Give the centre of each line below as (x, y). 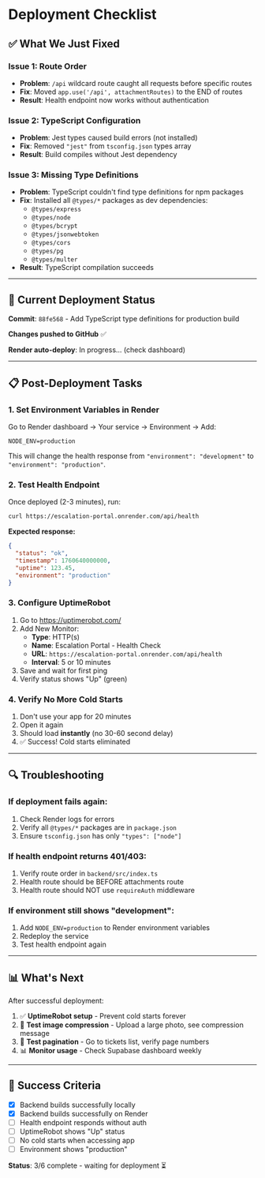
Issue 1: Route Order (47, 66)
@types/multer (54, 260)
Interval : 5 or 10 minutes (71, 662)
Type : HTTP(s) (56, 636)
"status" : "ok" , (42, 553)
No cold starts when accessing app (77, 1140)
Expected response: (42, 531)
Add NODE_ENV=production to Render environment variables (115, 928)
